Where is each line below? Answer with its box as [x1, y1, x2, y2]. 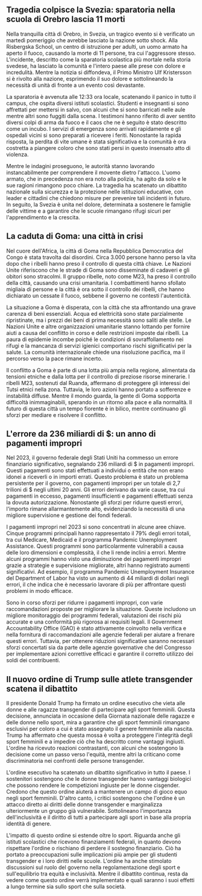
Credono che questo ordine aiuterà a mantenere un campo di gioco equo [6, 788, 188, 795]
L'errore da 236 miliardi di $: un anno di [6, 429, 156, 439]
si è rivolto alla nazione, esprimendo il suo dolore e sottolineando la [6, 75, 174, 82]
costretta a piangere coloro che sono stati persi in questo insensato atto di [6, 144, 191, 151]
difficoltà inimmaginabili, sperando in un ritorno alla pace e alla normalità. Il [6, 398, 192, 406]
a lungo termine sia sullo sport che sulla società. [6, 883, 127, 891]
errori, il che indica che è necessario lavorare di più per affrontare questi [6, 581, 186, 588]
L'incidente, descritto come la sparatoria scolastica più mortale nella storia [6, 55, 191, 63]
